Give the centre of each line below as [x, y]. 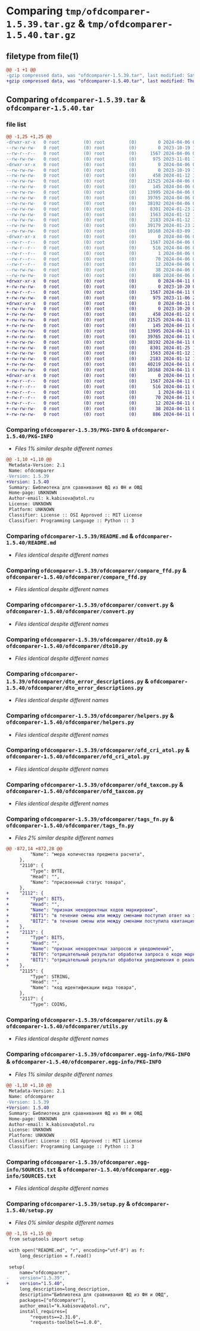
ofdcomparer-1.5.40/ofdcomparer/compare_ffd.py [76, 577]
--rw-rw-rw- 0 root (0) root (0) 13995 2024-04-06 [98, 192]
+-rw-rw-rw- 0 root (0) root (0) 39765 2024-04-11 [98, 336]
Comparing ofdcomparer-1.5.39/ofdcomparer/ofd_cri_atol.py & [98, 750]
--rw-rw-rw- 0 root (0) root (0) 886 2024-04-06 [98, 276]
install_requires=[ [43, 1311]
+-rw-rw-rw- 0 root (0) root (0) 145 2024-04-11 [98, 326]
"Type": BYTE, [48, 871]
